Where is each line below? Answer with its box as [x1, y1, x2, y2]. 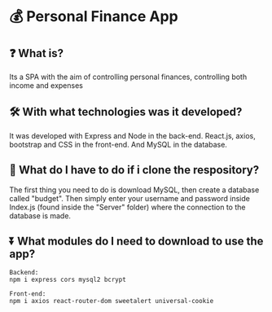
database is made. [9, 210, 72, 221]
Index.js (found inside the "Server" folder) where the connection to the [9, 202, 246, 212]
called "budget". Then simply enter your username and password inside [9, 193, 251, 203]
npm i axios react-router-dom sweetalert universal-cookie [9, 297, 214, 305]
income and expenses [9, 81, 84, 90]
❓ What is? [9, 46, 64, 60]
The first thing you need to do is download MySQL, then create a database [9, 185, 260, 195]
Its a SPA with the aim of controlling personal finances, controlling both [9, 72, 248, 81]
